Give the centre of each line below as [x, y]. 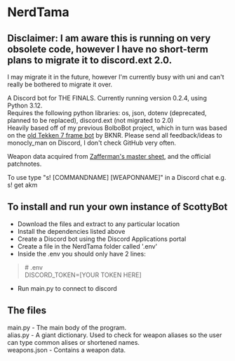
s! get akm [22, 185]
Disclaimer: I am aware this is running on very [109, 38]
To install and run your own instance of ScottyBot [117, 207]
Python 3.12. [25, 105]
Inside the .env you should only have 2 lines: [81, 254]
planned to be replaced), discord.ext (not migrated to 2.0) [90, 120]
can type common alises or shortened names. [74, 342]
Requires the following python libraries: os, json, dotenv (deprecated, [107, 113]
